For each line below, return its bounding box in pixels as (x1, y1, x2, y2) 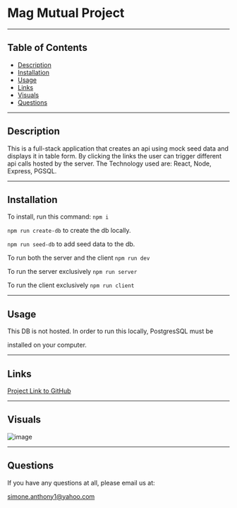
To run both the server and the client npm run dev (7, 253, 150, 262)
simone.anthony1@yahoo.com (7, 492, 95, 500)
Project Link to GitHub (7, 387, 72, 395)
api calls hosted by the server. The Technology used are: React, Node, (7, 159, 212, 168)
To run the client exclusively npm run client (7, 281, 135, 289)
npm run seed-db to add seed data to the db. (7, 240, 135, 248)
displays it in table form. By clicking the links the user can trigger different (7, 151, 222, 160)
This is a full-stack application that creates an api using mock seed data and (7, 144, 229, 153)
